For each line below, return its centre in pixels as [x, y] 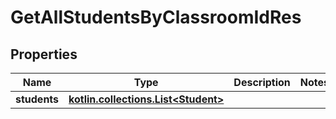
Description [262, 82]
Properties [44, 54]
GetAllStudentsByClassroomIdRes [156, 17]
